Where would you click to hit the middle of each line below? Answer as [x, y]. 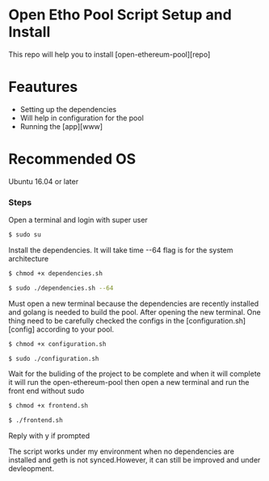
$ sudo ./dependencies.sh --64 [61, 288]
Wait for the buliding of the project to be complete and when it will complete [134, 374]
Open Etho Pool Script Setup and [120, 15]
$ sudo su [25, 235]
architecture [29, 258]
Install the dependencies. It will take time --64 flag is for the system [121, 250]
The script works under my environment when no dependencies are [121, 452]
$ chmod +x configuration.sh [57, 344]
